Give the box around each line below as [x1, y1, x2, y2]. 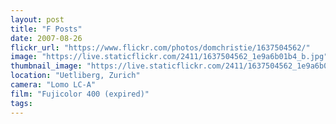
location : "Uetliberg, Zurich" [10, 71, 141, 81]
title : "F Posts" [10, 24, 83, 34]
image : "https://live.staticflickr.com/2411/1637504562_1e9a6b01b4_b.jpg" [10, 52, 329, 62]
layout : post [10, 14, 65, 25]
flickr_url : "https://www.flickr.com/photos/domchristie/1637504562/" [10, 42, 311, 53]
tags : [10, 98, 33, 108]
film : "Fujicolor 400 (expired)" [10, 89, 150, 99]
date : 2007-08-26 [10, 33, 83, 43]
